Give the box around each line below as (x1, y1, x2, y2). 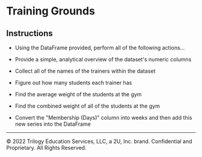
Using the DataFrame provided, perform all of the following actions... (14, 44, 185, 51)
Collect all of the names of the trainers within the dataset (14, 67, 156, 75)
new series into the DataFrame (14, 120, 91, 128)
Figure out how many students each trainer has (14, 79, 132, 86)
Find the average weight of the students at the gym (14, 91, 142, 97)
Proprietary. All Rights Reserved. (6, 144, 87, 151)
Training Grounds (6, 4, 95, 18)
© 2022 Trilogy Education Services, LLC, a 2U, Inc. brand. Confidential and (6, 138, 192, 145)
